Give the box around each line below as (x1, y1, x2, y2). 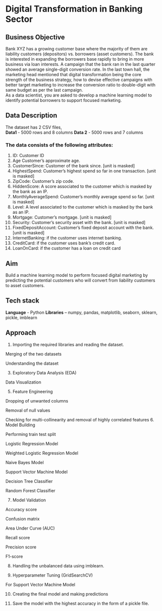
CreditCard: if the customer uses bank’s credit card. (12, 240, 115, 246)
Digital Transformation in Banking (5, 3, 143, 15)
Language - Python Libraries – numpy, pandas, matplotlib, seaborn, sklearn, (5, 309, 158, 315)
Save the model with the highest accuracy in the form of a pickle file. (12, 600, 149, 606)
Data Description (5, 112, 57, 120)
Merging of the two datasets (5, 351, 62, 357)
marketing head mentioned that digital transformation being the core (5, 72, 142, 77)
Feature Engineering (12, 388, 53, 394)
